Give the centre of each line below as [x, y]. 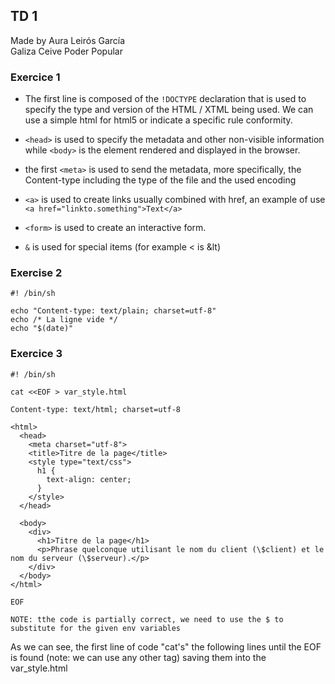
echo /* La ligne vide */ [64, 320]
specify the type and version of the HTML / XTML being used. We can [169, 110]
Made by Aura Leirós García [68, 40]
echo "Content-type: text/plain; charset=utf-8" [113, 311]
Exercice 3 [36, 354]
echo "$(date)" [42, 329]
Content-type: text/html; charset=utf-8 [96, 409]
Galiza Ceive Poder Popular [66, 51]
